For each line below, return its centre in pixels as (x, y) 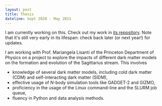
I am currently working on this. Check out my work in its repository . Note (78, 33)
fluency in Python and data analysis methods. (58, 98)
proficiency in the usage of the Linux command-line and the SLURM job (84, 88)
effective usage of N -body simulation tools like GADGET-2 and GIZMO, (84, 83)
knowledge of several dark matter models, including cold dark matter (82, 72)
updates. (14, 43)
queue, (19, 93)
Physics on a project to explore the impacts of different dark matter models (81, 58)
